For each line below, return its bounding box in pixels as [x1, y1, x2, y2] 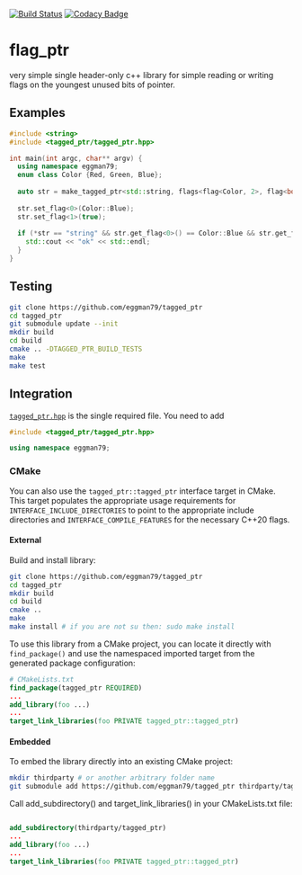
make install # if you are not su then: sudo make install [9, 622, 235, 631]
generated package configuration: [9, 657, 137, 668]
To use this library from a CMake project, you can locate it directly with [9, 638, 271, 649]
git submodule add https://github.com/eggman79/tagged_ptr [9, 782, 235, 791]
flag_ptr [9, 40, 70, 60]
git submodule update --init [9, 319, 119, 328]
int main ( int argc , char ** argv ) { [9, 154, 143, 163]
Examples [9, 105, 66, 121]
